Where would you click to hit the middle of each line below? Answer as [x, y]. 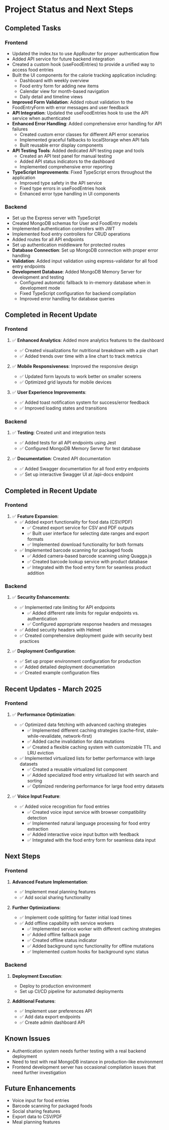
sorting [35, 780]
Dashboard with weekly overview [54, 80]
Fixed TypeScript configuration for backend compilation [78, 293]
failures [20, 129]
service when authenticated [41, 118]
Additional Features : [34, 1001]
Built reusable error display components [61, 145]
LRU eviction [40, 752]
